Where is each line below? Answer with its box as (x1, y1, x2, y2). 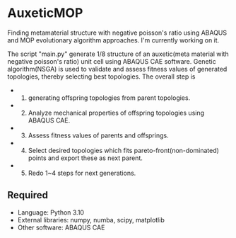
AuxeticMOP (7, 5, 83, 21)
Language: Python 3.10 (17, 208, 85, 217)
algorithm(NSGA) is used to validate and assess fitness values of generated (7, 64, 228, 73)
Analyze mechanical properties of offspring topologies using (28, 108, 205, 117)
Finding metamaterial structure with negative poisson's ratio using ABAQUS (7, 28, 228, 37)
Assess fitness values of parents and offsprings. (28, 131, 169, 140)
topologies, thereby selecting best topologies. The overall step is (7, 72, 196, 81)
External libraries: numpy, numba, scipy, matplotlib (17, 215, 165, 224)
